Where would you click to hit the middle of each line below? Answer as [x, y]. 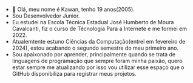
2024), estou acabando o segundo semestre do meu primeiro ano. [95, 48]
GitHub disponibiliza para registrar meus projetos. [74, 74]
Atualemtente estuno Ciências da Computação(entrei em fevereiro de [99, 41]
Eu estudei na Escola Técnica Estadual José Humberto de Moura [93, 22]
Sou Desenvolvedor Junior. [46, 16]
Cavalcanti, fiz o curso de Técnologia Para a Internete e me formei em [99, 28]
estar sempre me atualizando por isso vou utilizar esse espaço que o [98, 67]
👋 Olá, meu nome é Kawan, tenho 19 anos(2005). [73, 9]
